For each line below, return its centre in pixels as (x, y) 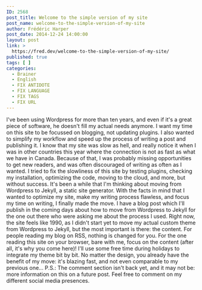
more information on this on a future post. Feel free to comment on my (94, 274)
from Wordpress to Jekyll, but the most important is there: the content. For (99, 229)
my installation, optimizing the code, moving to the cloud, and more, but (96, 177)
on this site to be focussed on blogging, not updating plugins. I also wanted (100, 132)
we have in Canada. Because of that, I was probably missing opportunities (99, 158)
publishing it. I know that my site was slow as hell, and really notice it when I (101, 145)
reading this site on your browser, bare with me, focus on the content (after (100, 242)
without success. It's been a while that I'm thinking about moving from (94, 184)
